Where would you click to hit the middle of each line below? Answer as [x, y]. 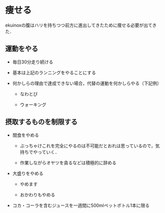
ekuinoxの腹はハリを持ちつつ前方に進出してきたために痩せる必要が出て [79, 25]
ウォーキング [33, 104]
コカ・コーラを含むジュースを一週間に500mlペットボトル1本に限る [81, 205]
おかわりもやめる [37, 194]
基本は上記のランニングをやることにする [54, 72]
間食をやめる [25, 135]
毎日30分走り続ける [33, 62]
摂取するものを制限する [41, 122]
